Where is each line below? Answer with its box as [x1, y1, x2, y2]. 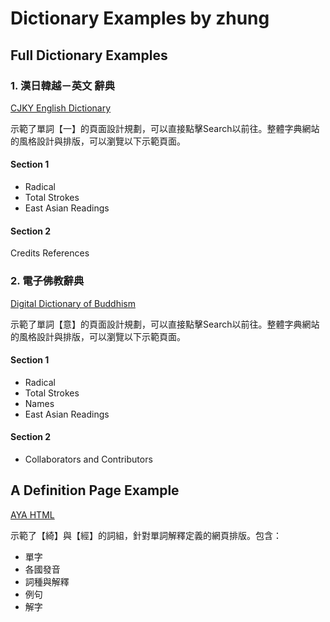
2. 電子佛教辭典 [10, 274, 85, 288]
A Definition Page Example [10, 482, 180, 499]
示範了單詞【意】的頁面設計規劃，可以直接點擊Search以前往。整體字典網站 [10, 318, 320, 330]
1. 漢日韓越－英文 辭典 [10, 78, 115, 92]
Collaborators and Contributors [24, 453, 153, 465]
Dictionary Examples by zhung [10, 7, 270, 30]
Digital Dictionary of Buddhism [10, 297, 137, 309]
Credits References [10, 247, 90, 259]
